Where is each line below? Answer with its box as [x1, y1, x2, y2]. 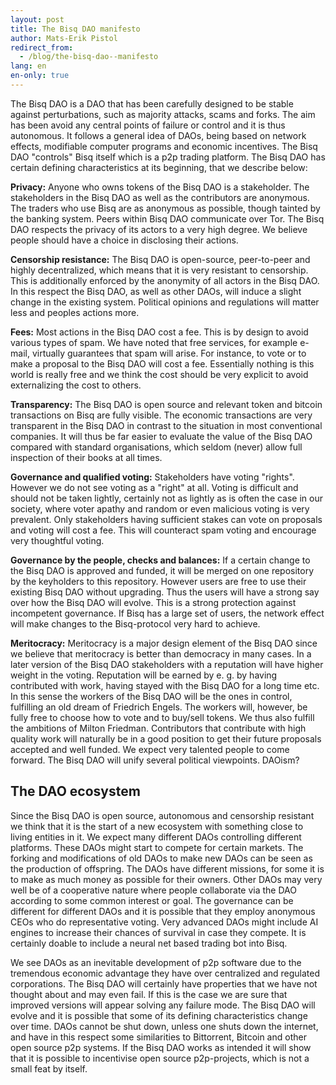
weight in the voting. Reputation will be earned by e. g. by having [10, 669, 278, 681]
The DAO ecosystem [10, 783, 141, 800]
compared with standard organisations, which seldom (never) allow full [10, 441, 303, 453]
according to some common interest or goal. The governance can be [10, 894, 294, 906]
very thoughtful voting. [10, 534, 105, 546]
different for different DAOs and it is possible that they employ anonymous [10, 905, 316, 917]
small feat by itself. [10, 1062, 88, 1075]
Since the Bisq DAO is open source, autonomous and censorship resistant [10, 809, 315, 821]
